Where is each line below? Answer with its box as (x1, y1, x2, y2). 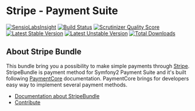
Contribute (14, 99, 41, 106)
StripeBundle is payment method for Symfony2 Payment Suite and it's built (6, 69, 186, 76)
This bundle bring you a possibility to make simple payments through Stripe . (6, 62, 190, 69)
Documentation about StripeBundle (14, 92, 100, 99)
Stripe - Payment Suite (6, 4, 118, 18)
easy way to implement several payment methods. (6, 81, 128, 88)
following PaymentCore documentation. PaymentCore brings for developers (6, 75, 189, 82)
